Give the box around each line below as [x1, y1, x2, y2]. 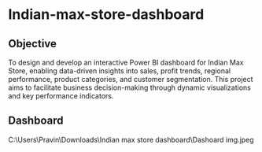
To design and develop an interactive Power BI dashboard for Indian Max [8, 57, 244, 67]
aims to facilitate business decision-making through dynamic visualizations [8, 83, 252, 92]
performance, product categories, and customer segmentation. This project [8, 75, 253, 83]
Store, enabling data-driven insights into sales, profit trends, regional [8, 66, 231, 76]
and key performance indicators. [8, 91, 114, 100]
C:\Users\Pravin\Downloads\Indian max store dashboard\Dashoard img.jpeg [8, 135, 254, 144]
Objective [8, 37, 57, 50]
